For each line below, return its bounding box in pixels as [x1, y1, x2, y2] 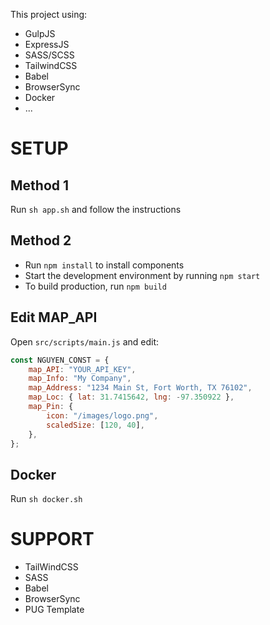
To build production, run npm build [24, 280, 167, 292]
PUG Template [24, 604, 85, 616]
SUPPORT [10, 528, 95, 551]
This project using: [10, 9, 88, 20]
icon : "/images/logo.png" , [46, 410, 159, 421]
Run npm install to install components [24, 259, 185, 271]
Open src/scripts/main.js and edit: [10, 335, 160, 348]
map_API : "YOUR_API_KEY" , [28, 364, 137, 374]
